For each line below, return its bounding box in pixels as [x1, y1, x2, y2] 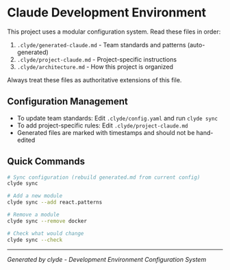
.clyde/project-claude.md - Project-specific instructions [16, 55, 177, 63]
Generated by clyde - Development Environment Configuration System [7, 255, 207, 263]
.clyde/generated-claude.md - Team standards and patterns [16, 40, 186, 49]
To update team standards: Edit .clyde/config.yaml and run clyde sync [16, 114, 218, 122]
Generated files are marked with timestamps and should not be [16, 128, 195, 136]
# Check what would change [7, 230, 84, 237]
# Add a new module [7, 193, 63, 199]
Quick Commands [7, 156, 86, 167]
